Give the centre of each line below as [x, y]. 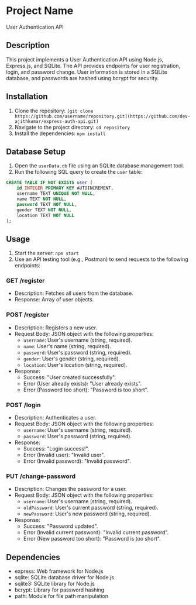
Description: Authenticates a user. [55, 418]
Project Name [40, 11]
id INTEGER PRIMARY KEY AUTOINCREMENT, [65, 188]
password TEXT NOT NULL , [47, 204]
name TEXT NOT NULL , [42, 199]
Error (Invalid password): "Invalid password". [77, 461]
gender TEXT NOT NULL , [44, 210]
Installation [27, 97]
